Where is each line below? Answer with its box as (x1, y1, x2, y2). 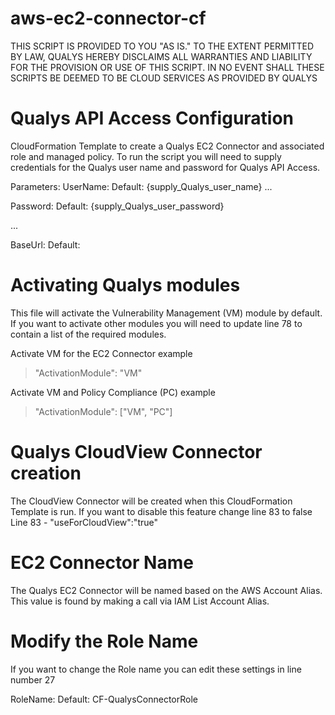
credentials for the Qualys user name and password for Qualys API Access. (10, 161, 321, 173)
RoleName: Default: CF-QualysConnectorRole (10, 693, 198, 705)
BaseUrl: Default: (10, 238, 81, 251)
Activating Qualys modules (10, 274, 241, 297)
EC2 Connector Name (10, 551, 194, 574)
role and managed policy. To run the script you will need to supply (10, 150, 282, 162)
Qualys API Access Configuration (10, 107, 295, 130)
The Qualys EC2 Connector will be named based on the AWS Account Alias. (10, 584, 323, 596)
